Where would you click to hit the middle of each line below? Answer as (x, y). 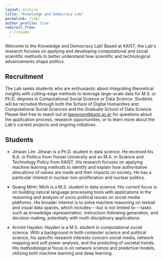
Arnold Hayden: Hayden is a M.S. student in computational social (77, 227)
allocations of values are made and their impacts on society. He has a (82, 172)
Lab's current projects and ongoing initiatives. (51, 124)
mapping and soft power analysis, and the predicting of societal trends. (83, 243)
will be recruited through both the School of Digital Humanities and (72, 104)
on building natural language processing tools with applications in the (82, 192)
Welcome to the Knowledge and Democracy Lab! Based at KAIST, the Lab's (81, 46)
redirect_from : (20, 28)
